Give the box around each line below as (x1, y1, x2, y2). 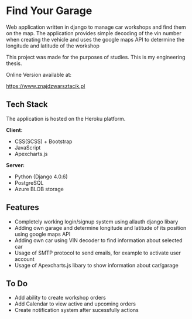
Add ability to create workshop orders (14, 294, 107, 301)
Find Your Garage (6, 4, 92, 18)
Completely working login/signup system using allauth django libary (14, 218, 179, 225)
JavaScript (14, 144, 41, 151)
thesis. (6, 60, 22, 67)
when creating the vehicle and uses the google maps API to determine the (6, 36, 185, 43)
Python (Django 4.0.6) (14, 173, 68, 180)
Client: (6, 126, 23, 133)
